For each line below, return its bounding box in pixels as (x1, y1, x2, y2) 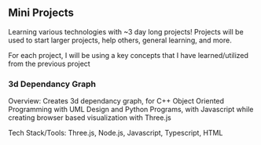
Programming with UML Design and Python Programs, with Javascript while (8, 105, 254, 114)
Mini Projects (8, 6, 75, 20)
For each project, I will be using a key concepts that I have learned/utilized (8, 50, 249, 60)
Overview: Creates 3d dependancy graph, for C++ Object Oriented (8, 96, 225, 106)
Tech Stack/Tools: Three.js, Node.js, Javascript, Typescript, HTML (8, 129, 223, 138)
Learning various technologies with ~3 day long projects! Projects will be (8, 27, 244, 36)
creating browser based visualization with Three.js (8, 113, 171, 122)
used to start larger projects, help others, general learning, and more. (8, 35, 232, 45)
